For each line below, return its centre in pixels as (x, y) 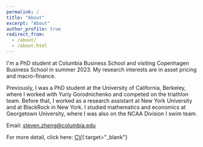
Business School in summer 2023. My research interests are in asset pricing (101, 69)
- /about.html (29, 46)
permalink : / (23, 12)
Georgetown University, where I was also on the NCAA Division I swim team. (102, 114)
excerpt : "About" (28, 23)
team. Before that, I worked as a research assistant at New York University (99, 100)
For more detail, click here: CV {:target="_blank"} (67, 137)
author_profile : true (34, 29)
